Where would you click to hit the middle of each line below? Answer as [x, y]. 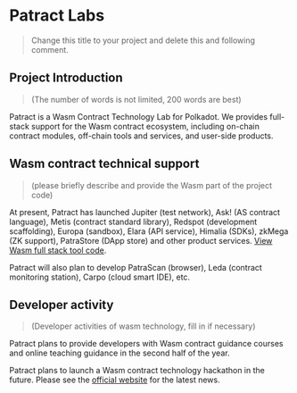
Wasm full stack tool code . [58, 250]
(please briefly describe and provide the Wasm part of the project [152, 185]
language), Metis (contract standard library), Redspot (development [133, 222]
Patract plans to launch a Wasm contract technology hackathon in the [137, 371]
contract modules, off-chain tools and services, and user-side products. [141, 136]
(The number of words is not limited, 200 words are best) [136, 99]
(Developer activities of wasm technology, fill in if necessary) [143, 326]
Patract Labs [57, 16]
